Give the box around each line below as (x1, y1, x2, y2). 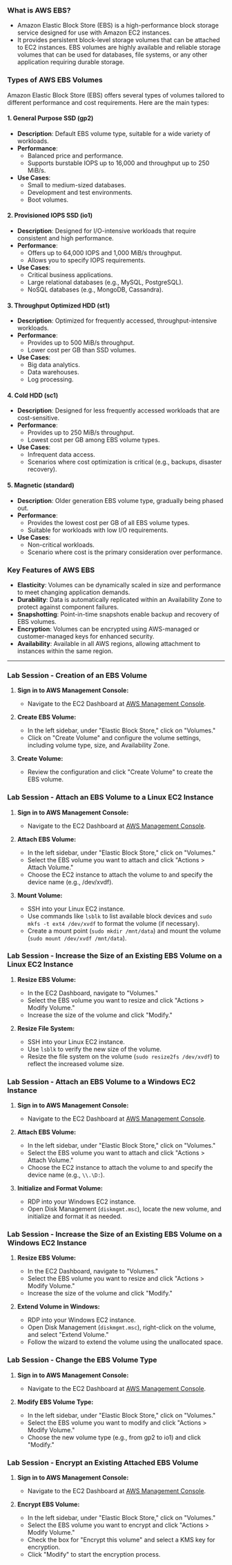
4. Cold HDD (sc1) (7, 391, 59, 399)
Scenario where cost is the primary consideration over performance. (27, 548, 223, 556)
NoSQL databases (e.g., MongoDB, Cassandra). (27, 285, 164, 294)
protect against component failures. (17, 603, 119, 611)
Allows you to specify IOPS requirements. (27, 256, 146, 264)
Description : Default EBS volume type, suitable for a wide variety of (17, 129, 211, 137)
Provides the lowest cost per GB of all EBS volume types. (27, 518, 190, 527)
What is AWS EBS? (7, 6, 71, 15)
